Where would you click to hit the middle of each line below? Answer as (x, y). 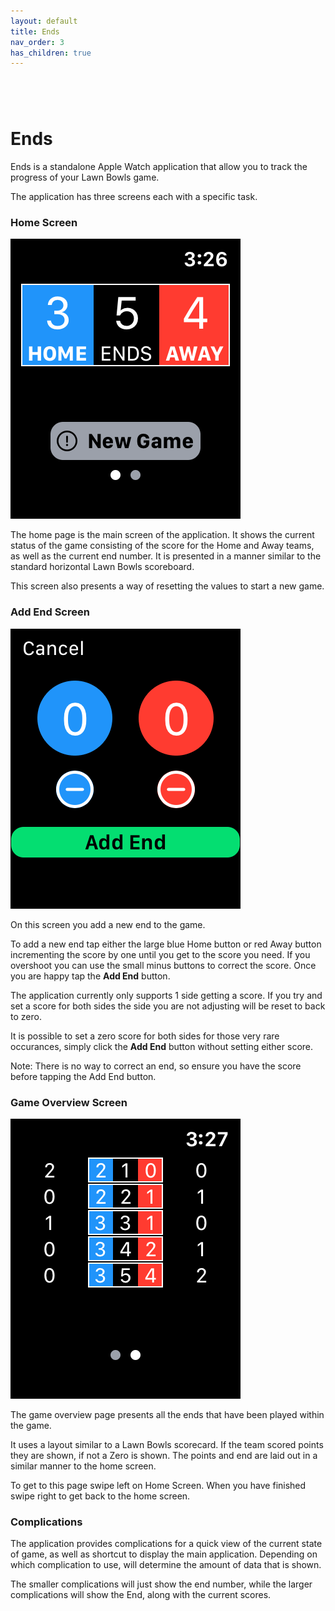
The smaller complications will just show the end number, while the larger (161, 1584)
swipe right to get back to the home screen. (100, 1496)
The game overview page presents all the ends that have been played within (167, 1415)
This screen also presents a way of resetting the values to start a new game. (167, 586)
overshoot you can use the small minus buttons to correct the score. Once (163, 965)
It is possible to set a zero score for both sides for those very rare (145, 1036)
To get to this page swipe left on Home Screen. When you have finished (158, 1486)
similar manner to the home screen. (83, 1466)
